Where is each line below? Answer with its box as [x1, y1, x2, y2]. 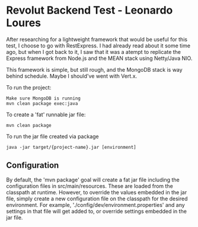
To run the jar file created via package [6, 133, 99, 140]
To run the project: [6, 84, 52, 91]
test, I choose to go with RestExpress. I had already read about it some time [6, 42, 191, 49]
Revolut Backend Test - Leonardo [6, 4, 173, 17]
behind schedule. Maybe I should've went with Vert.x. [6, 72, 138, 79]
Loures [6, 16, 41, 30]
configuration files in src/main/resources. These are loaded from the [6, 182, 173, 190]
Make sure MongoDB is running [6, 95, 81, 101]
